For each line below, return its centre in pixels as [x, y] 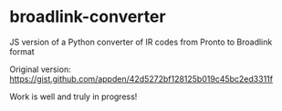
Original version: [40, 69]
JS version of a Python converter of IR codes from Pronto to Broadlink [141, 42]
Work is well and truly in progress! [73, 96]
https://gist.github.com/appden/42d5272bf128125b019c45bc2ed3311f [141, 78]
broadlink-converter [88, 17]
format [22, 51]
